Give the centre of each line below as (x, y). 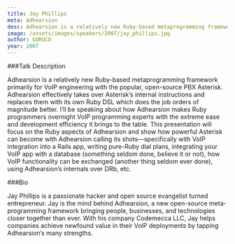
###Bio (18, 182)
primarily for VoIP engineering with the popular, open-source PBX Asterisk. (115, 87)
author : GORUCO (29, 40)
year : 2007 (23, 46)
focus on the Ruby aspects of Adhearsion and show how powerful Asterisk (115, 131)
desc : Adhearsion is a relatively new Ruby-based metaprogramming (106, 27)
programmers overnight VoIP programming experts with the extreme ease (114, 117)
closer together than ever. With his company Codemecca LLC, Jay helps (111, 218)
